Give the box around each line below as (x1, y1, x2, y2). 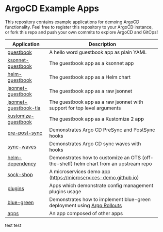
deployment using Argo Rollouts (49, 202, 122, 209)
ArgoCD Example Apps (5, 3, 99, 14)
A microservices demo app (49, 168, 111, 175)
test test (5, 222, 22, 228)
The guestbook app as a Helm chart (49, 74, 131, 80)
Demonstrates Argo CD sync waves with (49, 140, 142, 147)
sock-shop (7, 171, 33, 178)
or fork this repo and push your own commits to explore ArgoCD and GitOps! (5, 29, 158, 35)
